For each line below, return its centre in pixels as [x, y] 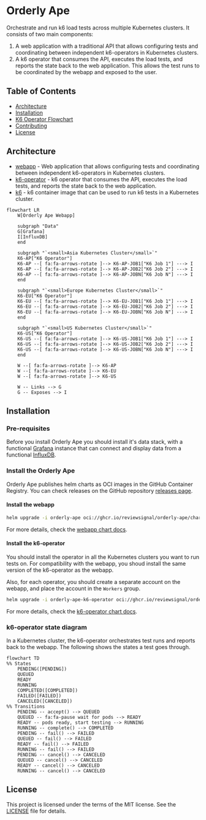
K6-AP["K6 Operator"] [45, 258]
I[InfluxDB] [32, 237]
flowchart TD [23, 658]
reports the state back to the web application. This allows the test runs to [107, 66]
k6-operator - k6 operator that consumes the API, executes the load [101, 179]
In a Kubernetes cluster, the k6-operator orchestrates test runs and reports [101, 640]
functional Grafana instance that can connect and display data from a [94, 449]
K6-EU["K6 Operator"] [45, 296]
